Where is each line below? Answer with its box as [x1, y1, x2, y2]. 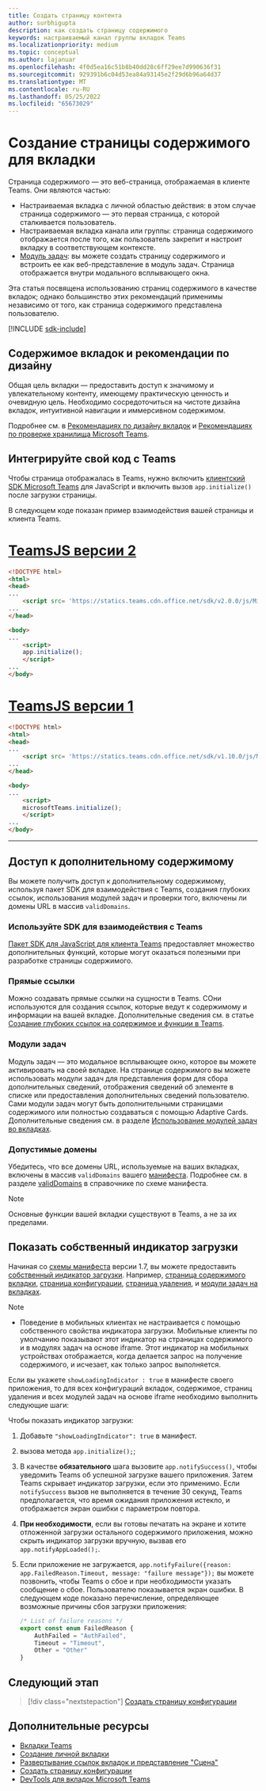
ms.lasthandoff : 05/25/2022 [8, 93, 101, 101]
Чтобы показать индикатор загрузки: [8, 1415, 134, 1425]
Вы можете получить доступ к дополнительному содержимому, [8, 876, 226, 885]
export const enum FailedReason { [19, 1624, 134, 1632]
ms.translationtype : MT [8, 78, 87, 86]
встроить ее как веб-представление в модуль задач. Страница [19, 260, 235, 269]
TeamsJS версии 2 [8, 542, 137, 559]
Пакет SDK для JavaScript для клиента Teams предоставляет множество [8, 939, 255, 949]
